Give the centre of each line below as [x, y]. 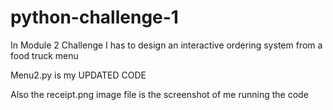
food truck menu [44, 55]
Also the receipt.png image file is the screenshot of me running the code [159, 94]
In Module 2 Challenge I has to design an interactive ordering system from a [166, 45]
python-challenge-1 [94, 17]
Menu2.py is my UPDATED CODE [78, 75]
